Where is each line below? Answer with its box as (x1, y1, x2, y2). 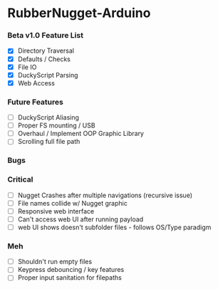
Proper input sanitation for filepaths (17, 273, 123, 282)
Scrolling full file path (17, 137, 81, 146)
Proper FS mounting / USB (17, 121, 95, 130)
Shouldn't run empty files (17, 258, 93, 266)
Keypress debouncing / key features (17, 266, 125, 274)
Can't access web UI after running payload (17, 215, 144, 224)
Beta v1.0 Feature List (7, 31, 84, 41)
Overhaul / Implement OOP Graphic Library (17, 130, 145, 138)
